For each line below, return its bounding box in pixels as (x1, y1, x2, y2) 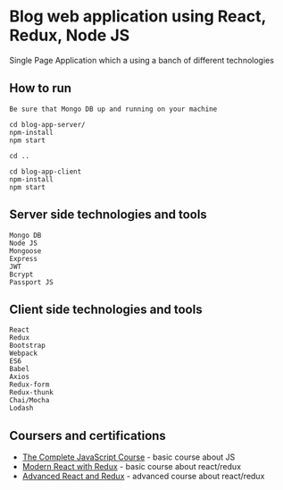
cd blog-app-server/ (9, 120, 87, 129)
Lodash (9, 404, 34, 413)
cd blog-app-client (9, 167, 82, 176)
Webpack (9, 349, 38, 359)
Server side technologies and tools (9, 207, 207, 223)
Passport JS (9, 277, 54, 287)
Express (9, 254, 38, 263)
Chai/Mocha (9, 396, 50, 405)
